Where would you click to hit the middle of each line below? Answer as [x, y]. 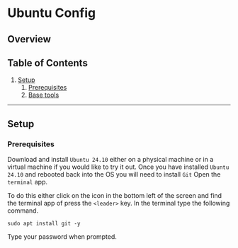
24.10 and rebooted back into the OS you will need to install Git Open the [114, 175]
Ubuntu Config [52, 13]
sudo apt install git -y [44, 224]
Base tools [44, 95]
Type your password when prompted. [62, 237]
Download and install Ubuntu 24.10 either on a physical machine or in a [110, 160]
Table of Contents [48, 63]
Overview [29, 39]
